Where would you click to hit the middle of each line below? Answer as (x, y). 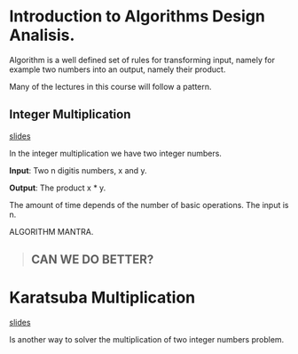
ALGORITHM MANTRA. (51, 231)
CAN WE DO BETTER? (92, 260)
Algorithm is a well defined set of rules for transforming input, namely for (142, 60)
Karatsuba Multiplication (102, 298)
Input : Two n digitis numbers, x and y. (78, 170)
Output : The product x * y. (58, 188)
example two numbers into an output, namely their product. (118, 69)
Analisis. (42, 35)
